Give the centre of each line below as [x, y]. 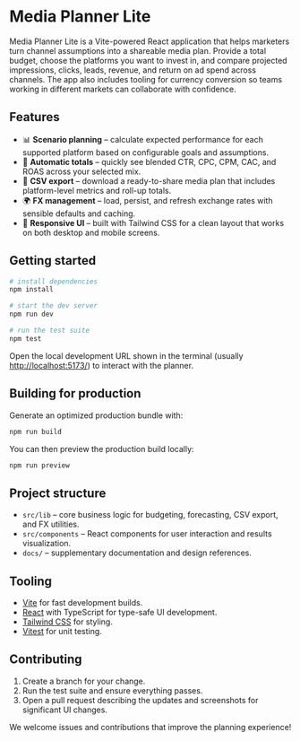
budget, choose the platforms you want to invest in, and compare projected [149, 60]
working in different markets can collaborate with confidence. [123, 89]
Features [34, 117]
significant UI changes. [64, 710]
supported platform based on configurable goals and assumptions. [146, 152]
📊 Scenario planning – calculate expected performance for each [143, 139]
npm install [31, 290]
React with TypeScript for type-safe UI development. [120, 612]
